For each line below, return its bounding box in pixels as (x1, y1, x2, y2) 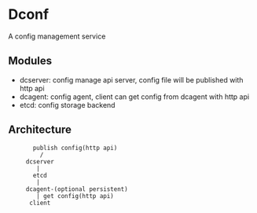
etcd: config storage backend (19, 100, 116, 109)
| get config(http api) (36, 192, 114, 200)
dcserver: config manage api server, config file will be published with (19, 75, 244, 84)
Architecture (8, 123, 72, 137)
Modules (8, 54, 53, 68)
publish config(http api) (32, 144, 118, 152)
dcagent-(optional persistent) (25, 185, 128, 193)
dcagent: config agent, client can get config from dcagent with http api (19, 92, 250, 101)
